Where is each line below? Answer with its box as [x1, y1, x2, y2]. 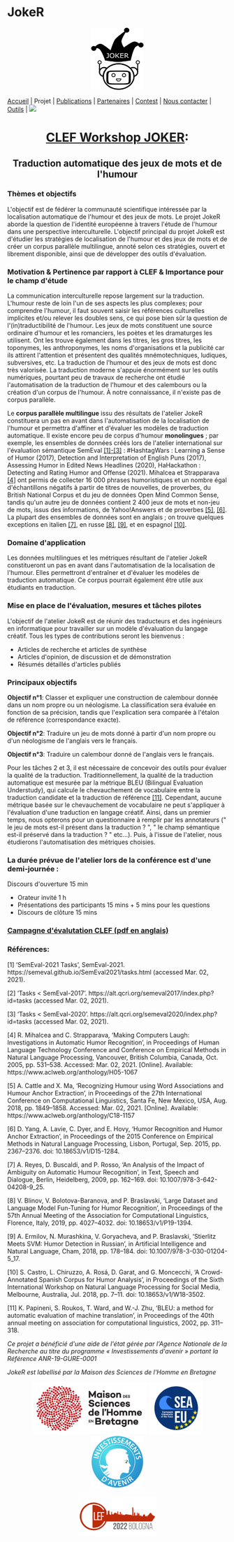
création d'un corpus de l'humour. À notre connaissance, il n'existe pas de [7, 388, 221, 397]
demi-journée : [7, 864, 59, 873]
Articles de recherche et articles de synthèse [17, 645, 147, 653]
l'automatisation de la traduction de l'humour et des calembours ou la [7, 381, 207, 389]
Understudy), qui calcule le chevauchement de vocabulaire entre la [7, 786, 200, 794]
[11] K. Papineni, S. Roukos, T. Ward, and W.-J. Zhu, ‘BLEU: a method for [7, 1304, 214, 1312]
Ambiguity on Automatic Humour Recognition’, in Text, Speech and [7, 1168, 199, 1176]
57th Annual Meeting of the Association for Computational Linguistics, [7, 1211, 209, 1219]
